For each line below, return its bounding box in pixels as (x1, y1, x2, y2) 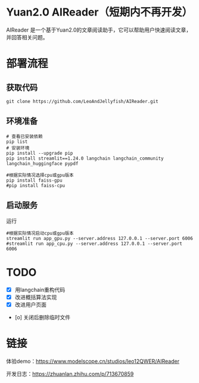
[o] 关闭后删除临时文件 (14, 313, 71, 320)
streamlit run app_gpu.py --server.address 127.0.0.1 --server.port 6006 (6, 235, 194, 241)
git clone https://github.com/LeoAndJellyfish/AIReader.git (6, 98, 159, 104)
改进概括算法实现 (14, 293, 57, 301)
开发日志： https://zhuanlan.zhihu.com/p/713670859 (6, 370, 134, 377)
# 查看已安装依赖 (6, 133, 43, 139)
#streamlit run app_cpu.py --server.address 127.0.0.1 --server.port (6, 241, 183, 247)
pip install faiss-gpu (6, 177, 63, 183)
